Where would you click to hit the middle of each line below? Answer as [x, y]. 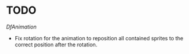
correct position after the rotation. [56, 45]
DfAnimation [21, 27]
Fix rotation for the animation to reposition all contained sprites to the [99, 38]
